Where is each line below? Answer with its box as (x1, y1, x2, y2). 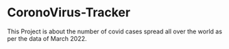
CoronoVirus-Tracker (7, 5, 131, 20)
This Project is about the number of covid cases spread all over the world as (7, 27, 223, 35)
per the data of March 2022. (7, 34, 87, 42)
